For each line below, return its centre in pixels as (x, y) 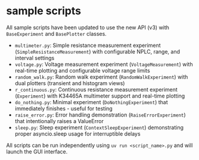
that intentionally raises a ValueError (59, 121)
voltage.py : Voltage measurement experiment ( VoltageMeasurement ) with (104, 64)
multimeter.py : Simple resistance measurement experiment (88, 45)
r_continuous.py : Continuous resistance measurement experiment (96, 89)
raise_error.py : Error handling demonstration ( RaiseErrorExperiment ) (100, 115)
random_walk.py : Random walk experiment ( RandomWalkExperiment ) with (101, 77)
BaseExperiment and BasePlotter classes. (57, 33)
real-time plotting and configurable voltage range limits (82, 70)
